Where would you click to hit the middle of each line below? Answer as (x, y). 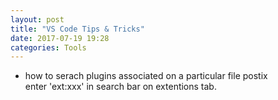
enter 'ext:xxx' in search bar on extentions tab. (120, 87)
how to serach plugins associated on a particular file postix (146, 76)
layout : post (37, 19)
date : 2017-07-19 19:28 (60, 38)
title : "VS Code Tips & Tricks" (77, 29)
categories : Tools (48, 47)
